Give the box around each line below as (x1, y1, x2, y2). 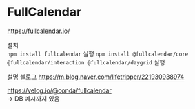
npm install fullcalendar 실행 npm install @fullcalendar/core (7, 49, 189, 58)
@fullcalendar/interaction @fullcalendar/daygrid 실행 (7, 58, 165, 66)
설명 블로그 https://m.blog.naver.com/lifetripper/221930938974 (7, 73, 185, 81)
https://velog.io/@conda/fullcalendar (7, 86, 112, 95)
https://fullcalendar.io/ (7, 27, 70, 35)
